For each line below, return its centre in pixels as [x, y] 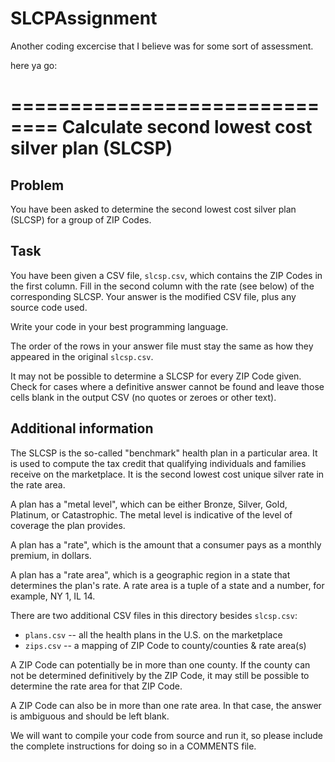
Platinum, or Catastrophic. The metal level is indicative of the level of [151, 514]
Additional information [82, 428]
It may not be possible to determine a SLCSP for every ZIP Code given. [156, 376]
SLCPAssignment [84, 18]
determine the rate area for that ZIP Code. [96, 686]
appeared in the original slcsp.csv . [82, 356]
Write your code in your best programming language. [119, 326]
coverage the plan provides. [68, 525]
